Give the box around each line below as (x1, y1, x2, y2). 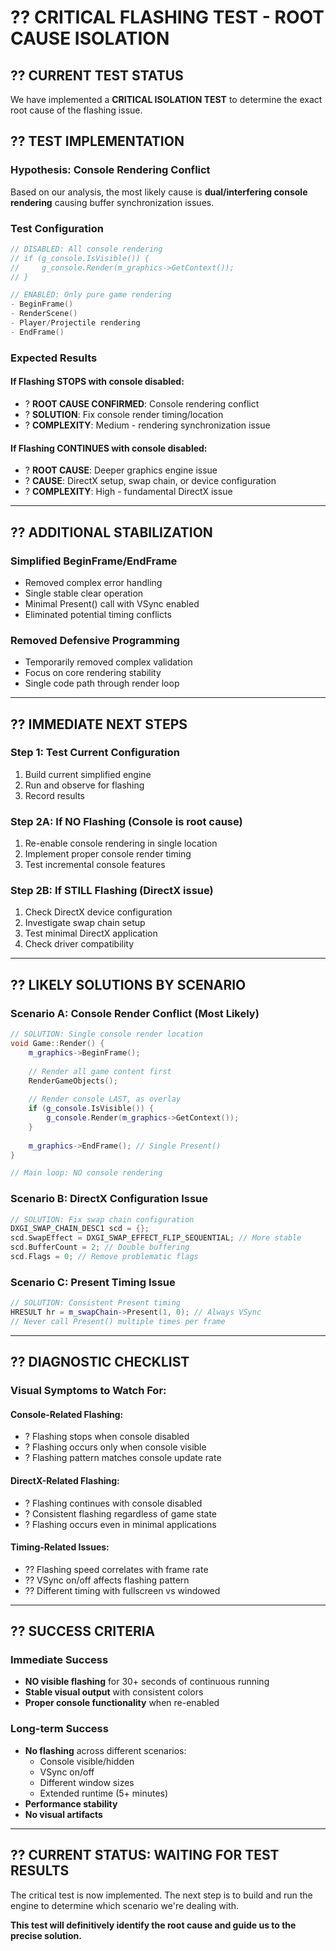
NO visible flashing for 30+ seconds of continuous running (24, 1676, 270, 1688)
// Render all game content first (28, 1066, 172, 1076)
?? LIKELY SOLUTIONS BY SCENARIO (10, 976, 247, 993)
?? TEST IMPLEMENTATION (10, 133, 185, 150)
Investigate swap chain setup (24, 917, 146, 929)
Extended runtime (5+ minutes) (39, 1787, 169, 1799)
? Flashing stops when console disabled (24, 1431, 190, 1443)
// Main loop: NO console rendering (10, 1168, 163, 1178)
